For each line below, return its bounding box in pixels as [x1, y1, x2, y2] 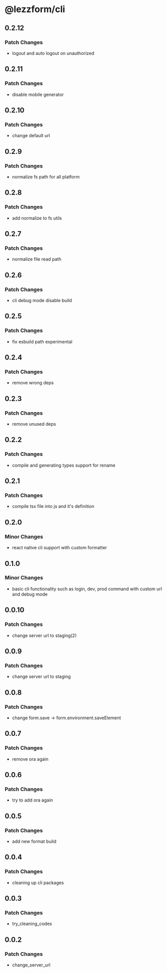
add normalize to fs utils [12, 215, 62, 221]
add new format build [12, 838, 56, 844]
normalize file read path [12, 256, 61, 262]
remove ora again [12, 756, 49, 762]
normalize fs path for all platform [12, 174, 80, 180]
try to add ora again [12, 797, 53, 803]
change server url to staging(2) [12, 632, 77, 639]
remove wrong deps [12, 380, 54, 386]
